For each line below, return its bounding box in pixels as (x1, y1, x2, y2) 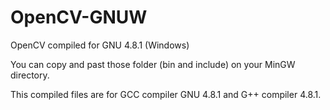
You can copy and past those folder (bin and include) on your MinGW (10, 58, 296, 70)
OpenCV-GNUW (10, 6, 148, 29)
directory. (10, 69, 50, 81)
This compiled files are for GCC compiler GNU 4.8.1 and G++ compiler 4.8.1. (10, 88, 322, 100)
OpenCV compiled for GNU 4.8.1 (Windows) (10, 39, 190, 51)
